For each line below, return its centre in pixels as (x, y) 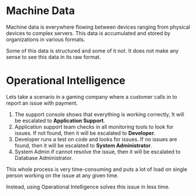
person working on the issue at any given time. (62, 175)
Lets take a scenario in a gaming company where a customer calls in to (92, 97)
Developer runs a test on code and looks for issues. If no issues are (96, 139)
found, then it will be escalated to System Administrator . (83, 145)
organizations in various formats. (46, 39)
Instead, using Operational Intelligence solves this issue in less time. (88, 187)
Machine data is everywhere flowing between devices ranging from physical (98, 27)
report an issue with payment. (42, 103)
